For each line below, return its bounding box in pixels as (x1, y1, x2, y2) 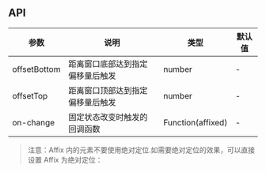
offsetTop (12, 90, 48, 101)
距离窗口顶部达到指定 (68, 84, 148, 95)
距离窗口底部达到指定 (68, 58, 148, 69)
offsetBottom (12, 63, 61, 74)
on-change (12, 117, 55, 128)
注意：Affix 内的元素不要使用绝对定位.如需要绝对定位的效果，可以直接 (27, 145, 256, 155)
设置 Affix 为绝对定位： (27, 155, 103, 164)
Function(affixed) (163, 117, 228, 128)
